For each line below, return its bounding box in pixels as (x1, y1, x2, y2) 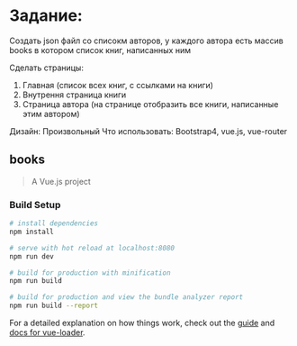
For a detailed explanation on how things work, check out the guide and (9, 317, 275, 329)
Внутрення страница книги (22, 89, 127, 100)
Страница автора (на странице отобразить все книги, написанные (22, 98, 279, 109)
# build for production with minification (9, 268, 171, 278)
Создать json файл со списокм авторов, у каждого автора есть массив (9, 35, 283, 46)
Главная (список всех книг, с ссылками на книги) (22, 79, 214, 90)
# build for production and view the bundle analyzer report (9, 293, 244, 302)
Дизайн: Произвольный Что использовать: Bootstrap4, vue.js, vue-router (9, 125, 288, 136)
